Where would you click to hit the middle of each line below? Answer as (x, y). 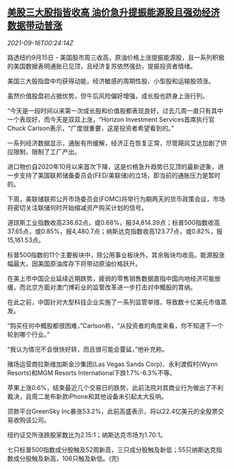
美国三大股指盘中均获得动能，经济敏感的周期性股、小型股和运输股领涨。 (111, 81)
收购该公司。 (31, 420)
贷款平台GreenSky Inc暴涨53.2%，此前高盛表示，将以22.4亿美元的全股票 (112, 411)
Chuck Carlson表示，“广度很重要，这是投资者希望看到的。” (91, 128)
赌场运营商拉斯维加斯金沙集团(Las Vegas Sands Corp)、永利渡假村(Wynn (112, 364)
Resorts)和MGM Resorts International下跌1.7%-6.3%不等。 (92, 373)
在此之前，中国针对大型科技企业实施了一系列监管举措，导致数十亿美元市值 (114, 302)
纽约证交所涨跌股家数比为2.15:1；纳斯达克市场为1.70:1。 (87, 435)
